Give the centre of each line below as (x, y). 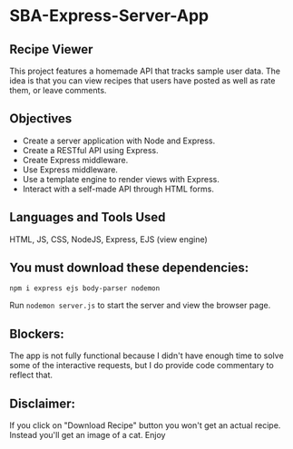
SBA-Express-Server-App (109, 16)
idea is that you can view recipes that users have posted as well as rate (142, 81)
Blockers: (37, 333)
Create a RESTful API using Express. (90, 150)
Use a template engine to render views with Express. (121, 179)
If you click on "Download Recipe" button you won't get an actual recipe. (145, 425)
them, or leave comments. (58, 90)
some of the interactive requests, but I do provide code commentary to (142, 366)
